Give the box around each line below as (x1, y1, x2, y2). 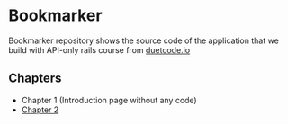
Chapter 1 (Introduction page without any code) (21, 94, 197, 105)
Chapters (8, 71, 62, 86)
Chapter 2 (21, 104, 59, 115)
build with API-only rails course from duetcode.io (8, 44, 191, 55)
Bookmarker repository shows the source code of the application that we (8, 35, 280, 46)
